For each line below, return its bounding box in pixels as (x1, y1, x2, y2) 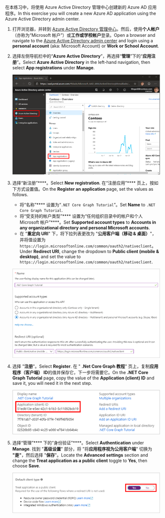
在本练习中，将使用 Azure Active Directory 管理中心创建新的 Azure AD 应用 (5, 4, 157, 10)
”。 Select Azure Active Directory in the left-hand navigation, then (16, 59, 151, 65)
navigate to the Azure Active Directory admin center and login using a (12, 38, 153, 43)
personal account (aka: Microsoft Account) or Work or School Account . (12, 43, 160, 49)
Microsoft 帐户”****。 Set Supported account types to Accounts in (19, 219, 156, 225)
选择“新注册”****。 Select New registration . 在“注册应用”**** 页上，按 (12, 180, 154, 186)
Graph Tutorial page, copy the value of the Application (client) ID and (12, 375, 155, 381)
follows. (12, 191, 28, 198)
